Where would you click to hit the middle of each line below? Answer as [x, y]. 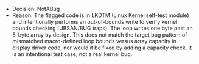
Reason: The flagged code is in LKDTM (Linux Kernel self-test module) [100, 15]
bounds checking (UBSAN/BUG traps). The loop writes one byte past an [102, 28]
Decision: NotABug [36, 9]
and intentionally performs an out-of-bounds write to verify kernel [95, 22]
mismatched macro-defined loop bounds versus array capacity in [94, 41]
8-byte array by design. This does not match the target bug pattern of [100, 35]
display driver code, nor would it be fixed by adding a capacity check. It [102, 48]
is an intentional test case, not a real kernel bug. [72, 54]
